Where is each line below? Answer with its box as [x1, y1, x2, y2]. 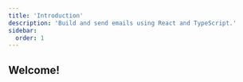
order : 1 [15, 33, 45, 42]
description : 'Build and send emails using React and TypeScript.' [8, 19, 237, 27]
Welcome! [8, 63, 60, 76]
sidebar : [8, 26, 37, 34]
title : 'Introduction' [8, 11, 84, 20]
